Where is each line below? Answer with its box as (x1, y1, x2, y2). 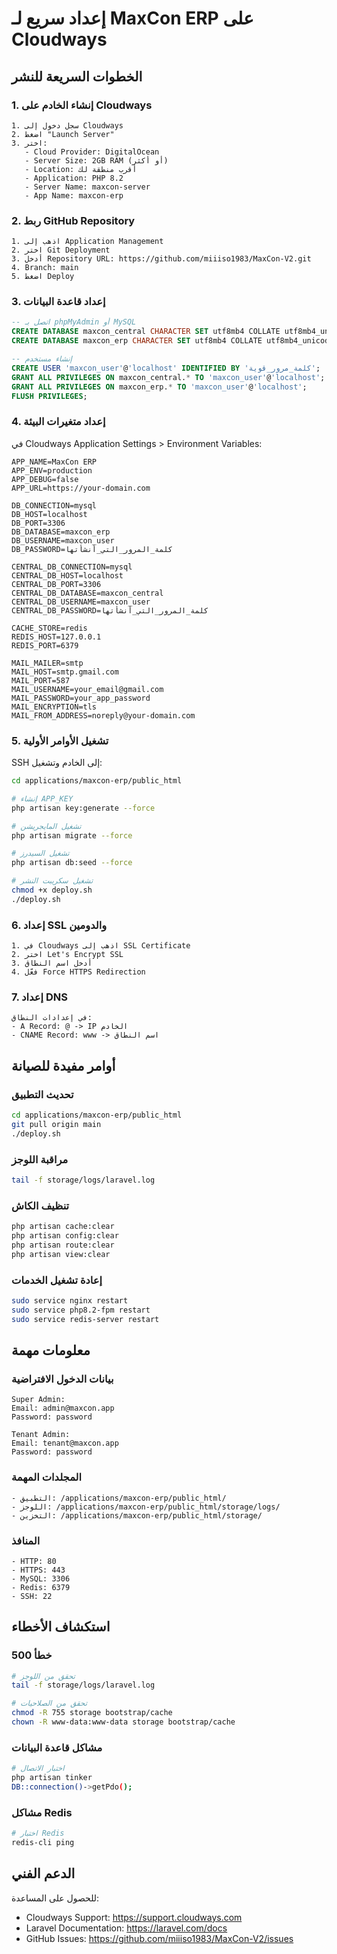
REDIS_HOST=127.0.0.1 (11, 632, 102, 642)
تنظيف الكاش (11, 1198, 70, 1212)
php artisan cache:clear (11, 1222, 115, 1232)
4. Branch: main (11, 263, 79, 273)
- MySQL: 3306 (11, 1573, 71, 1584)
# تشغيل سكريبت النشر (11, 876, 94, 886)
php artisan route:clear (11, 1240, 115, 1250)
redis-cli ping (11, 1838, 75, 1848)
